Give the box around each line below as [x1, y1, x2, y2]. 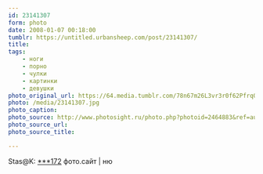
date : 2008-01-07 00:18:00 [8, 26, 96, 34]
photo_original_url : [8, 92, 76, 100]
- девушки [22, 84, 55, 92]
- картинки [22, 77, 58, 85]
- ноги [22, 56, 44, 63]
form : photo [8, 19, 47, 27]
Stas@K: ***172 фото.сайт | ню [8, 156, 113, 165]
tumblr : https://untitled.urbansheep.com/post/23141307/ [8, 33, 198, 42]
